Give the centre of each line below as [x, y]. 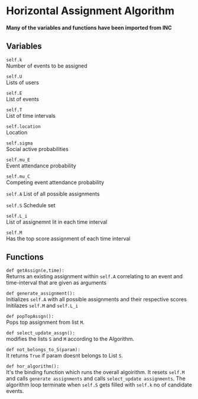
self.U [14, 76]
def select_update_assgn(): [41, 333]
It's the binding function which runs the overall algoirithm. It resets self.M [95, 372]
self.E [14, 93]
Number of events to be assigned [47, 66]
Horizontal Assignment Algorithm [90, 11]
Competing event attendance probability [55, 182]
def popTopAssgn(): [30, 317]
